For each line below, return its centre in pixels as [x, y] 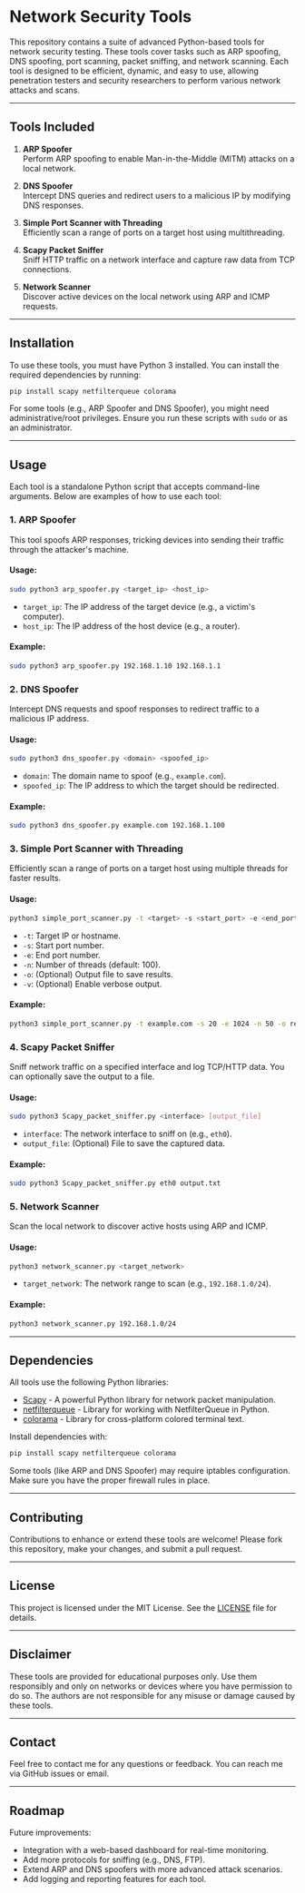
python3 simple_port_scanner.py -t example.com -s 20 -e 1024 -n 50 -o [148, 1024]
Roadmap [37, 1811]
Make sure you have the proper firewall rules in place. [110, 1480]
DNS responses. [53, 205]
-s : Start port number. [63, 945]
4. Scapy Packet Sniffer [62, 1047]
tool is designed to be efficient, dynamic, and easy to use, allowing [134, 71]
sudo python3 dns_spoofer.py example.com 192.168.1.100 [117, 826]
